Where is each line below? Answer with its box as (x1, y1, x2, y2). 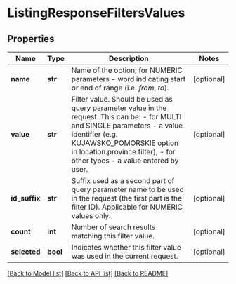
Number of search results (71, 222, 156, 232)
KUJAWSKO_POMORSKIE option (71, 138, 179, 148)
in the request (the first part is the (71, 194, 183, 203)
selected (11, 247, 41, 257)
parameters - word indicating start (71, 74, 186, 83)
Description (108, 54, 149, 63)
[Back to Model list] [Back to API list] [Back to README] (7, 269, 169, 278)
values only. (71, 211, 111, 220)
